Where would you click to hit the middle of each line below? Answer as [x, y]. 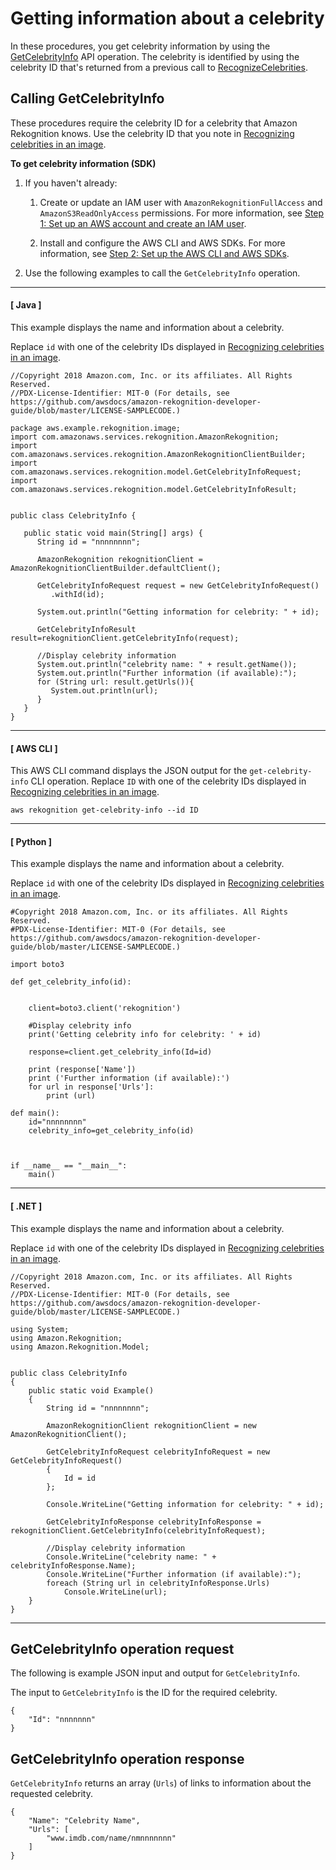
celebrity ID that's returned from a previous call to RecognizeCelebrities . [159, 67]
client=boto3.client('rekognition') [105, 1008]
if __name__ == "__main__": [69, 1166]
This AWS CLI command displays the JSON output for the [129, 771]
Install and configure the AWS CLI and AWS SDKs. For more [162, 243]
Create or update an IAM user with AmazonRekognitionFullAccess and [181, 202]
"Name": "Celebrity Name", [84, 1821]
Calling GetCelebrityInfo [87, 98]
